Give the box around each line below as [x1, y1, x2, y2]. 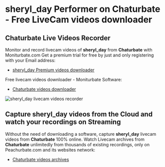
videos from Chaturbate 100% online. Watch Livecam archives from [5, 136, 145, 142]
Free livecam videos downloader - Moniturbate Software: [5, 77, 122, 82]
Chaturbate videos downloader [12, 86, 76, 92]
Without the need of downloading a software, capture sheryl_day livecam [5, 131, 157, 137]
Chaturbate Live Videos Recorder [5, 34, 111, 42]
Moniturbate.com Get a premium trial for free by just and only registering [5, 52, 154, 58]
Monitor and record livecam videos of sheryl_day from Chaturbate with [5, 47, 153, 53]
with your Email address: [5, 57, 56, 63]
